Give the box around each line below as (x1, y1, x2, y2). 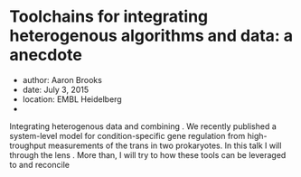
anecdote (9, 45, 83, 65)
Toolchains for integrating (9, 6, 209, 27)
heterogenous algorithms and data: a (9, 25, 294, 46)
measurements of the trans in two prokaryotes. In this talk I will (48, 140, 282, 151)
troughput (9, 140, 47, 151)
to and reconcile (9, 159, 71, 170)
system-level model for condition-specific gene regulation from (9, 130, 246, 141)
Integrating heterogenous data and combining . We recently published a (9, 120, 277, 132)
